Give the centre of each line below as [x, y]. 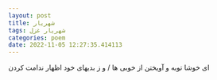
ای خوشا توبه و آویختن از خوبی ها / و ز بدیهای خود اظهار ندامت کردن [109, 67]
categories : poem [37, 38]
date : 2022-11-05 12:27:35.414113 [66, 45]
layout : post [30, 15]
